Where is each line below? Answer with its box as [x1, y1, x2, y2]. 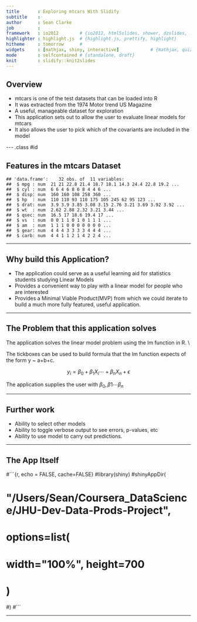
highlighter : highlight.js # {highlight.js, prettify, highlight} [6, 36, 177, 42]
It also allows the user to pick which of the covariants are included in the [14, 126, 189, 133]
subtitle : [6, 14, 41, 20]
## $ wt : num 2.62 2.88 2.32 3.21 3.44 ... [6, 207, 125, 213]
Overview [6, 79, 43, 89]
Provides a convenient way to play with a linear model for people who [14, 282, 183, 289]
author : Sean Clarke [6, 19, 72, 25]
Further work [6, 404, 55, 414]
